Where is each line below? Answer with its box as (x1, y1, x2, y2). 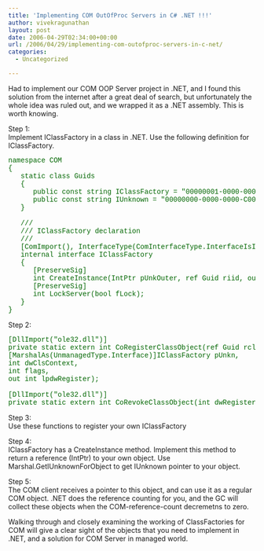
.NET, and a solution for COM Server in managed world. (8, 534, 189, 543)
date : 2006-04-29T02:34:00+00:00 (8, 33, 118, 42)
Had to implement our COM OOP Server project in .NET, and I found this (8, 83, 241, 93)
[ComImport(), (20, 242, 75, 252)
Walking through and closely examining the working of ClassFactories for (8, 516, 245, 527)
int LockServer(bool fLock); (32, 289, 145, 299)
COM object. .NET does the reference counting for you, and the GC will (8, 493, 238, 503)
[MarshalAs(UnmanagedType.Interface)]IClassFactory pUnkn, (8, 351, 240, 360)
